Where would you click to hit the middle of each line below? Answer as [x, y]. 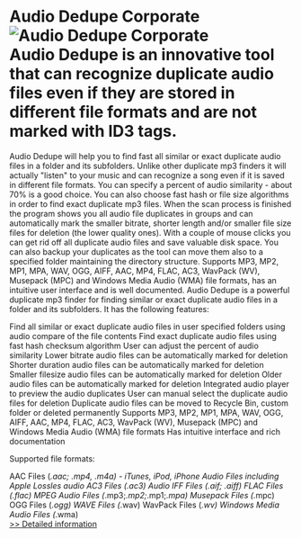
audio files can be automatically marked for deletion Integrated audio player [149, 383]
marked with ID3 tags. [93, 131]
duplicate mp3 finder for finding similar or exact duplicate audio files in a [144, 300]
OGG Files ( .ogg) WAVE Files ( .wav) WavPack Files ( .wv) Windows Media [145, 505]
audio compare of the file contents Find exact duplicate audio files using [143, 336]
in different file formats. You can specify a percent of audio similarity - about [151, 184]
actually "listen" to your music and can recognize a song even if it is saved [147, 175]
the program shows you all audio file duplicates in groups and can [131, 213]
